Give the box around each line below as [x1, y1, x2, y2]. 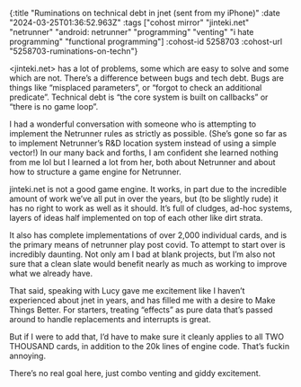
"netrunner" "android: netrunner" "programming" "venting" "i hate [9, 27, 254, 37]
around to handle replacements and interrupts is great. [9, 314, 211, 324]
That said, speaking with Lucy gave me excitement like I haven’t [9, 286, 245, 295]
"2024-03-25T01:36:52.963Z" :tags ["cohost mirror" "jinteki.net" [9, 17, 250, 28]
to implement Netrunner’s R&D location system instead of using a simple [9, 138, 277, 148]
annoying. [9, 350, 47, 361]
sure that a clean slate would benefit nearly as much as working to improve [9, 259, 288, 268]
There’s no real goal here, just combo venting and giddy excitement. [9, 368, 261, 378]
